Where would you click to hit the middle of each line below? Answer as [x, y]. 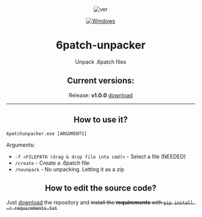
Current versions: [101, 81]
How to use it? [101, 120]
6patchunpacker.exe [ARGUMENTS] [46, 133]
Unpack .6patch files [101, 62]
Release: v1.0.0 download [101, 95]
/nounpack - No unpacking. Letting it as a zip [70, 169]
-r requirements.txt [32, 208]
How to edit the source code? [101, 188]
